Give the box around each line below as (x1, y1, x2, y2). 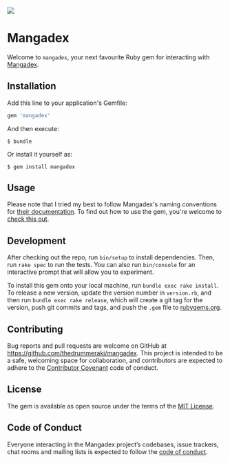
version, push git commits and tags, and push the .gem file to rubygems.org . (7, 304, 222, 312)
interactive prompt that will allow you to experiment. (7, 268, 154, 276)
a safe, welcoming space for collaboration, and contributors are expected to (7, 356, 222, 365)
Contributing (7, 323, 63, 335)
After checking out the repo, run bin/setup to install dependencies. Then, (7, 253, 215, 262)
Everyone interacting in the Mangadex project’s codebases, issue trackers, (7, 440, 219, 449)
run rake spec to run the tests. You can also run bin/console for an (7, 261, 196, 269)
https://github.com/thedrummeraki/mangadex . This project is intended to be (7, 349, 224, 357)
